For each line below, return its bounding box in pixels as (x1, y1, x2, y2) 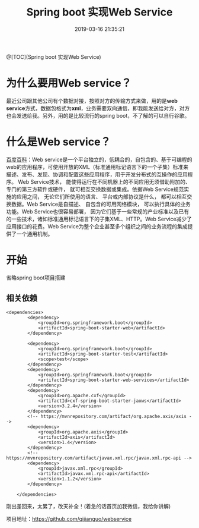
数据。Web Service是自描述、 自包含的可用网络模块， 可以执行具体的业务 (11, 200, 191, 208)
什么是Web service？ (6, 135, 111, 149)
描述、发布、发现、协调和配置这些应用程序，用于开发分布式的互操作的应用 (6, 171, 188, 178)
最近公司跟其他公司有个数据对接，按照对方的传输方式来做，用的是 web (6, 97, 178, 104)
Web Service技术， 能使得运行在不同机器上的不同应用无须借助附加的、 (17, 178, 191, 185)
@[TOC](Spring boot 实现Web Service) (6, 53, 102, 60)
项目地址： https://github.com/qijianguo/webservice (6, 515, 132, 522)
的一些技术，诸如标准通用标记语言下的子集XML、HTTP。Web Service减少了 (6, 215, 192, 222)
